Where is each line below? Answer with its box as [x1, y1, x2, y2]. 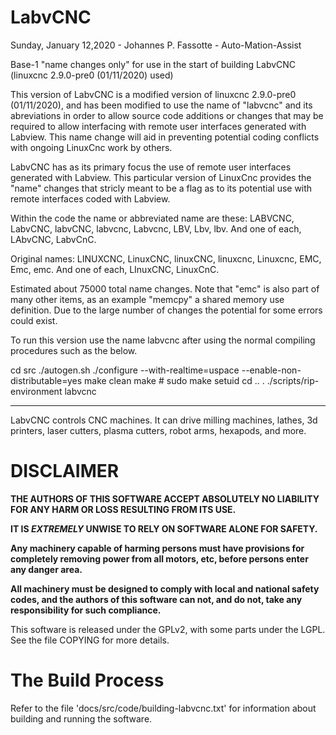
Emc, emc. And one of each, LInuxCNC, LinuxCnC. [10, 263, 220, 275]
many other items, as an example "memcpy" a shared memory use [10, 293, 285, 305]
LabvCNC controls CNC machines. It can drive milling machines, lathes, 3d [10, 414, 318, 426]
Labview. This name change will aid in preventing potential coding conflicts [10, 131, 320, 143]
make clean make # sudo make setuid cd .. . [84, 374, 265, 386]
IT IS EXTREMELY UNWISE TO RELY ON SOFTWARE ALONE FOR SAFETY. [10, 522, 318, 535]
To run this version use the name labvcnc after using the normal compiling [10, 334, 316, 346]
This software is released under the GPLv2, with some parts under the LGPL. [10, 623, 326, 635]
